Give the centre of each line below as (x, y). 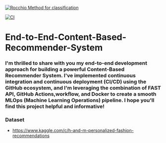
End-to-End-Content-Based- (66, 37)
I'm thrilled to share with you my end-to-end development (76, 63)
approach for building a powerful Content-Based (65, 69)
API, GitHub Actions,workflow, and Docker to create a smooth (81, 94)
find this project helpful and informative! (55, 106)
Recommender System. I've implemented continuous (71, 76)
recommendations (31, 136)
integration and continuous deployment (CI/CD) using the (76, 82)
